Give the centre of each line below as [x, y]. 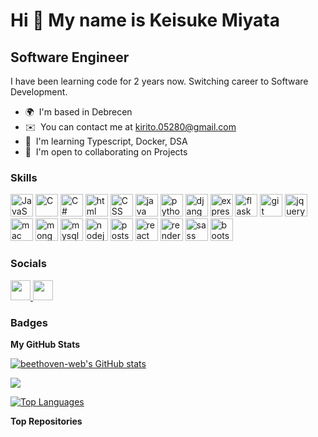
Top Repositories [46, 421]
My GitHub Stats [45, 344]
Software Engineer [70, 57]
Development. [39, 92]
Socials [28, 264]
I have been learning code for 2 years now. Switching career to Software [159, 81]
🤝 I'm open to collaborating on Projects [106, 152]
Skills [24, 177]
